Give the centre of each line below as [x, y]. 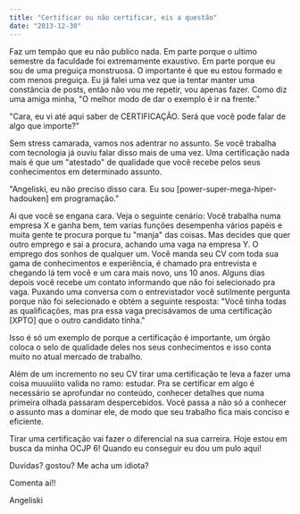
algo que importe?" [45, 125]
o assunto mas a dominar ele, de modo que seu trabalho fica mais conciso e [150, 411]
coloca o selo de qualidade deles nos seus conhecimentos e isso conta [140, 347]
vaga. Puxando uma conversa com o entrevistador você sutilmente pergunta [150, 291]
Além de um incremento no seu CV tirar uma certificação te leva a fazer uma [150, 374]
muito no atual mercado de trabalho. [76, 356]
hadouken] [29, 198]
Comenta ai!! [33, 483]
